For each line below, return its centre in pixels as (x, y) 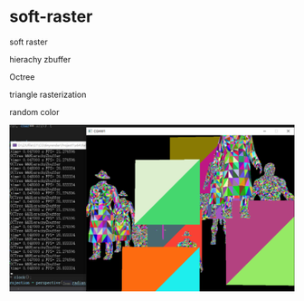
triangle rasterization (48, 94)
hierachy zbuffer (40, 59)
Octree (22, 77)
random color (35, 112)
